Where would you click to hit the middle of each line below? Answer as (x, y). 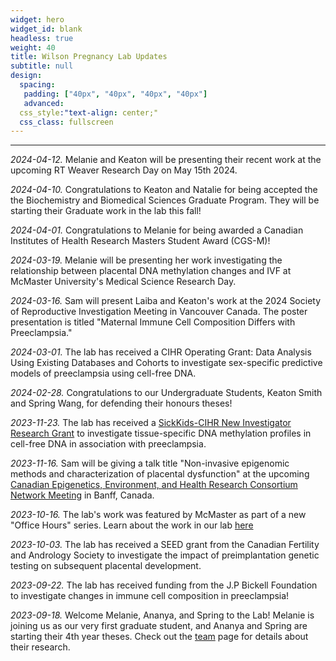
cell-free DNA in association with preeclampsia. (108, 444)
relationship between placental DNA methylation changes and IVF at (151, 271)
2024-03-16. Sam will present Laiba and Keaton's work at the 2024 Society (166, 301)
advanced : (44, 103)
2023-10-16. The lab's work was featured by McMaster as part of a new (158, 515)
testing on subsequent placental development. (106, 566)
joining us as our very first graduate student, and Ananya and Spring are (159, 626)
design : (26, 76)
